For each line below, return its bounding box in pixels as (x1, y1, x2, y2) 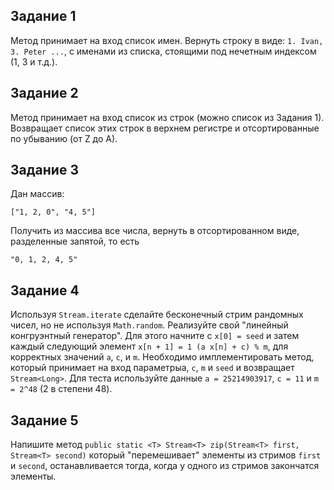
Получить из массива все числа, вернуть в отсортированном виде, (10, 225, 300, 237)
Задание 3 (10, 162, 79, 179)
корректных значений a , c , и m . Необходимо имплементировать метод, (10, 351, 315, 363)
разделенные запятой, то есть (10, 235, 140, 248)
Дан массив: (10, 188, 65, 200)
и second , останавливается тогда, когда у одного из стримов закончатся (10, 460, 320, 472)
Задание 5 (10, 412, 79, 429)
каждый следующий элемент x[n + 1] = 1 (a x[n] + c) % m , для (10, 340, 289, 353)
